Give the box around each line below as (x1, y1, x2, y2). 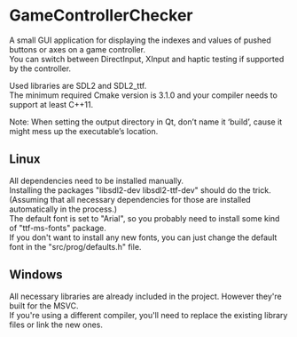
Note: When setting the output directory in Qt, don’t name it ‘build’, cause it (9, 116, 283, 127)
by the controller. (9, 63, 72, 74)
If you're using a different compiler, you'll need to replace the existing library (9, 309, 288, 320)
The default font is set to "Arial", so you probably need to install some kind (9, 213, 280, 223)
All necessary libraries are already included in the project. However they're (9, 291, 282, 301)
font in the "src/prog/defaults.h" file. (9, 241, 142, 252)
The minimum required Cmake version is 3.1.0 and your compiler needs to (9, 90, 277, 100)
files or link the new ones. (9, 319, 104, 330)
